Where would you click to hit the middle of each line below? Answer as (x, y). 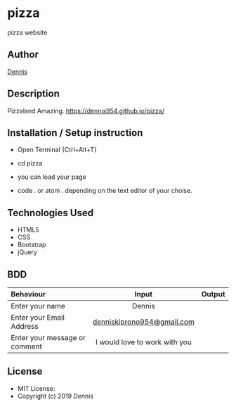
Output (213, 294)
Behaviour (28, 294)
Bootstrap (32, 245)
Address (25, 326)
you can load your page (52, 177)
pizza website (27, 32)
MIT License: (36, 388)
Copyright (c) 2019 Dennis (55, 396)
